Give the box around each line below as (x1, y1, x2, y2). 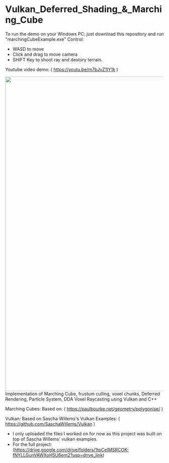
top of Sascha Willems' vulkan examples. (12, 436, 98, 442)
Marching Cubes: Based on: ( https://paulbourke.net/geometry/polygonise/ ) (5, 406, 163, 412)
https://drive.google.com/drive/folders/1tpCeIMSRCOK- (14, 446, 129, 452)
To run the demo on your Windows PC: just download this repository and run (5, 31, 164, 37)
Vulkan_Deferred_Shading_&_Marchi (5, 4, 162, 15)
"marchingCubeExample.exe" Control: (5, 36, 84, 42)
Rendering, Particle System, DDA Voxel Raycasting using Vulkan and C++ (5, 396, 157, 402)
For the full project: (12, 441, 52, 447)
